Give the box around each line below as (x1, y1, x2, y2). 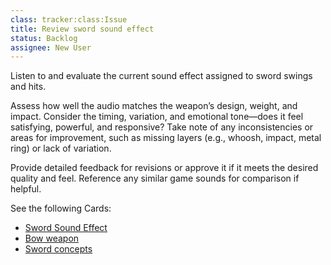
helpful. (10, 183, 42, 195)
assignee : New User (10, 42, 92, 53)
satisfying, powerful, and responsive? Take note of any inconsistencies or (10, 121, 314, 133)
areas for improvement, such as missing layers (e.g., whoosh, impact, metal (10, 132, 322, 144)
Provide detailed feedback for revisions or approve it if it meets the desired (10, 162, 319, 174)
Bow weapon (24, 232, 80, 245)
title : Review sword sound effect (10, 24, 155, 34)
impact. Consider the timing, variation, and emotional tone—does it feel (10, 111, 304, 123)
